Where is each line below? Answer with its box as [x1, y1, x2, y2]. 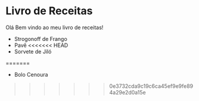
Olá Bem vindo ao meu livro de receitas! [5, 24, 104, 31]
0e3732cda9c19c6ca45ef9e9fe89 [109, 82, 194, 90]
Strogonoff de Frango [14, 35, 68, 42]
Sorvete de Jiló [14, 48, 52, 55]
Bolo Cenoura [14, 71, 48, 78]
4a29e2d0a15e [109, 89, 147, 96]
